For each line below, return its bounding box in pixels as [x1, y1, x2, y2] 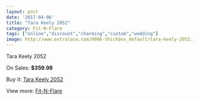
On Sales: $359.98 [6, 64, 53, 71]
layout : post [6, 8, 39, 15]
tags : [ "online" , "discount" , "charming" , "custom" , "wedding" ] [6, 31, 159, 37]
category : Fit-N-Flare [6, 25, 62, 32]
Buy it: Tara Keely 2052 [6, 76, 64, 83]
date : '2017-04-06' [6, 14, 55, 20]
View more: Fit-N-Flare [6, 87, 62, 94]
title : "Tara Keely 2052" [6, 20, 70, 26]
